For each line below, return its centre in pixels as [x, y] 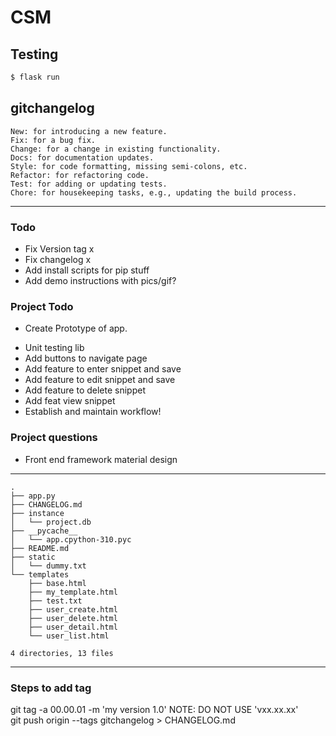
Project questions [54, 438]
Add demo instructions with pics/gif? [100, 280]
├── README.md [40, 548]
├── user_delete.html [73, 618]
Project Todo [42, 306]
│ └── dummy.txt [48, 566]
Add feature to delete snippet [85, 390]
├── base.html [57, 583]
